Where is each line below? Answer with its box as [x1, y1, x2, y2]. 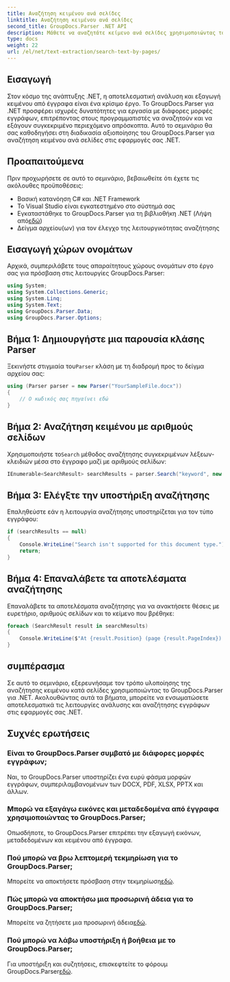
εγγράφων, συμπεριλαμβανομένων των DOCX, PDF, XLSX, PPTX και [7, 780, 203, 788]
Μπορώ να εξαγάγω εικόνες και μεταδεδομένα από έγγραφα [7, 804, 219, 814]
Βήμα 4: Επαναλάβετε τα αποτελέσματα [7, 573, 187, 584]
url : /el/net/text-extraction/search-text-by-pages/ [7, 49, 161, 56]
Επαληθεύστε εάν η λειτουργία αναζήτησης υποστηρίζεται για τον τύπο [7, 507, 214, 516]
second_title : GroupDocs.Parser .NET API [7, 23, 127, 30]
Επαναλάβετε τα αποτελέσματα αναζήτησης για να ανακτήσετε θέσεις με [7, 602, 220, 610]
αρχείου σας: [7, 369, 45, 378]
